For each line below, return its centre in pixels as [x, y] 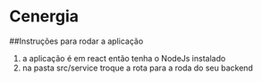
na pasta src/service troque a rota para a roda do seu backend [137, 68]
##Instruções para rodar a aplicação [76, 41]
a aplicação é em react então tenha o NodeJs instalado [124, 58]
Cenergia [44, 16]
